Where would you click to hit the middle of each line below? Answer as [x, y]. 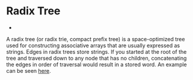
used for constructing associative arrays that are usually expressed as [93, 45]
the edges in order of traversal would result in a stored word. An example [97, 64]
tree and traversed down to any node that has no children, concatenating [96, 58]
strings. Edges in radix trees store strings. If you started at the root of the [96, 51]
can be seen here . [29, 70]
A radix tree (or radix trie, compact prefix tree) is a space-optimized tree [96, 39]
